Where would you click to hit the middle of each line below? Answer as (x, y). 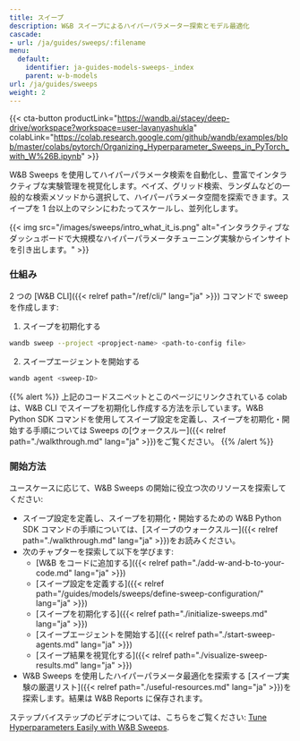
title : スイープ (37, 17)
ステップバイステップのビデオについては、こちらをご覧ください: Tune (138, 717)
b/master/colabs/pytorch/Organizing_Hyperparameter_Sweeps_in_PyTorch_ (149, 146)
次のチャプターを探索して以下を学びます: (98, 551)
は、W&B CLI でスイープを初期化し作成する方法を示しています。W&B (137, 407)
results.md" (57, 665)
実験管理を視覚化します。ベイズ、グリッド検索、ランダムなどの (165, 185)
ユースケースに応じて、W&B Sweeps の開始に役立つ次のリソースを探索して (148, 488)
